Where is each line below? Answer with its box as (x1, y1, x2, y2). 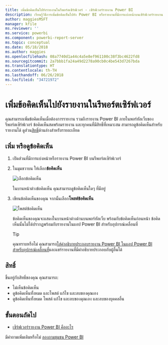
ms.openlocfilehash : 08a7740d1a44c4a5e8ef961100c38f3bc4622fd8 (5, 54, 140, 59)
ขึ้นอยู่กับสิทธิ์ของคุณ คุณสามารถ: (5, 274, 59, 281)
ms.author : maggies (5, 49, 46, 54)
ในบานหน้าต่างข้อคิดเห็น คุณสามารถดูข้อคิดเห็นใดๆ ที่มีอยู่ (12, 185, 106, 191)
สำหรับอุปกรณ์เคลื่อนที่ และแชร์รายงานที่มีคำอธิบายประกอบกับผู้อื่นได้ (12, 246, 122, 252)
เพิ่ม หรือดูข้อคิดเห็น (5, 142, 53, 150)
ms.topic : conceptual (5, 40, 50, 45)
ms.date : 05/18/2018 (5, 45, 48, 50)
